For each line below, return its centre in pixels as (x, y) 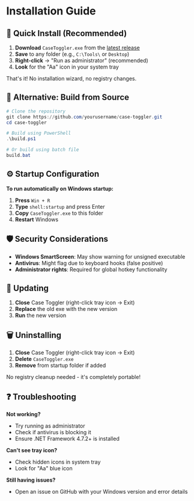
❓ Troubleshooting (41, 397)
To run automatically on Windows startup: (60, 188)
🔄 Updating (28, 288)
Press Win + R (32, 200)
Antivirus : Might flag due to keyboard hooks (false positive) (89, 263)
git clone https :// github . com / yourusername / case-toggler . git (84, 117)
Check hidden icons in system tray (58, 462)
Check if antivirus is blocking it (53, 432)
